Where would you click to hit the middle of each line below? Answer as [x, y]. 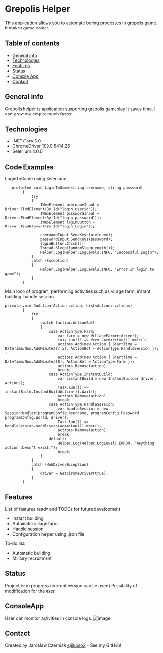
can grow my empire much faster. [39, 114]
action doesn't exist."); [31, 448]
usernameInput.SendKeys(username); [76, 235]
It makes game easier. [27, 28]
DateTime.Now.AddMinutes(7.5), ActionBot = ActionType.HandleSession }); [82, 349]
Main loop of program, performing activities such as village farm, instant [78, 291]
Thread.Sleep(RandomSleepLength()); [77, 248]
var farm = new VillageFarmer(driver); [98, 336]
